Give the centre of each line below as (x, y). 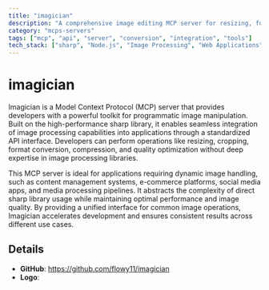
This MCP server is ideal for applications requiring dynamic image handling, (133, 173)
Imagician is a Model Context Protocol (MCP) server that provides (116, 107)
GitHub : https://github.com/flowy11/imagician (94, 268)
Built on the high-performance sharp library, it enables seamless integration (133, 124)
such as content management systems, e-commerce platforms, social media (134, 182)
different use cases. (41, 224)
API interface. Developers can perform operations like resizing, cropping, (129, 141)
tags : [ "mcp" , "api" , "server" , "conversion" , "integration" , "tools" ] (130, 38)
